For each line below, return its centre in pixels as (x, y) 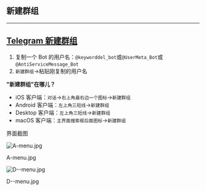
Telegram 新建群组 (42, 41)
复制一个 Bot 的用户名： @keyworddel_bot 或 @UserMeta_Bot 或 (89, 57)
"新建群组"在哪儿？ (31, 84)
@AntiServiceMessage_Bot (47, 64)
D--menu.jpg (23, 181)
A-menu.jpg (21, 157)
